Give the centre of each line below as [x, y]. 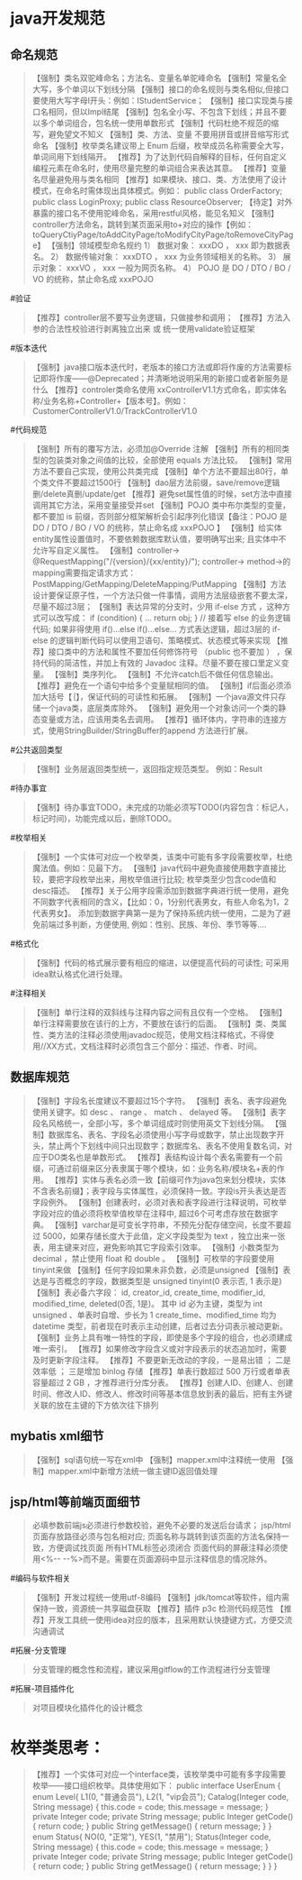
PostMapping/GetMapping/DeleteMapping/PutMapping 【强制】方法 [159, 584]
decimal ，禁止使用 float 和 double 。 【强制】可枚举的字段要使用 [153, 1258]
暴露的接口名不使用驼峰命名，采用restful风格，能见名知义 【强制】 [155, 213]
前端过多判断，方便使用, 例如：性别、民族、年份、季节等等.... [153, 924]
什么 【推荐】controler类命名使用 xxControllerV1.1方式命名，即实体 [155, 390]
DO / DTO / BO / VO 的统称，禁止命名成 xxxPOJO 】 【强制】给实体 [157, 527]
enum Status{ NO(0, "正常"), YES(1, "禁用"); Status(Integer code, [151, 1837]
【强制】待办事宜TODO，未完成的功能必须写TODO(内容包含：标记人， [163, 807]
